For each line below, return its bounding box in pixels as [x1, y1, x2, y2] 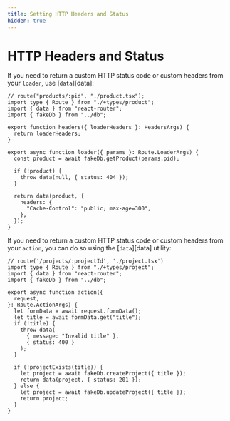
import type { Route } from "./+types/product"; [7, 99, 155, 106]
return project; [20, 395, 69, 402]
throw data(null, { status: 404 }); [20, 174, 130, 181]
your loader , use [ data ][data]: [7, 79, 95, 88]
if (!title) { [14, 320, 56, 328]
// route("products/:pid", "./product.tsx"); [7, 93, 145, 100]
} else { [14, 382, 40, 390]
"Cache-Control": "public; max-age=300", [26, 205, 152, 213]
